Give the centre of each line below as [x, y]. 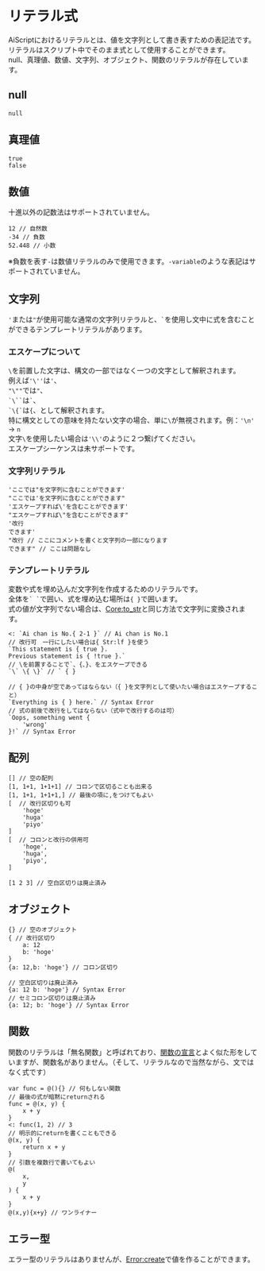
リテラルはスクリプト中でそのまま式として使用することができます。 [119, 49]
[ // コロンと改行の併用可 [48, 840]
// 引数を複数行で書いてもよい [52, 1162]
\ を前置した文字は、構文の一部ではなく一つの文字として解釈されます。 [124, 371]
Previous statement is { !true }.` [67, 656]
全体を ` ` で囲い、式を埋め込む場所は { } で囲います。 [95, 599]
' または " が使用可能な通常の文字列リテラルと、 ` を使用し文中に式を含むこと [132, 319]
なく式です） [29, 1072]
